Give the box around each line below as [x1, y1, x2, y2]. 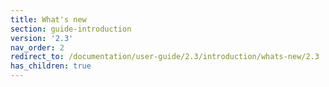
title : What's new [10, 14, 87, 25]
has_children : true [10, 61, 92, 71]
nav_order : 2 [10, 42, 65, 53]
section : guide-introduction [10, 24, 132, 34]
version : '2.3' [10, 33, 74, 43]
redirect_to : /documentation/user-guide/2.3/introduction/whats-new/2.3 [10, 52, 320, 62]
